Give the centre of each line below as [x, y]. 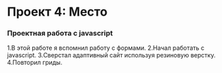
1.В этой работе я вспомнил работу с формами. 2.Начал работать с [106, 48]
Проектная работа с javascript [60, 33]
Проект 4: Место [57, 12]
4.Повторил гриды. [35, 63]
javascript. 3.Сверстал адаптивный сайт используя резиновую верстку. [111, 55]
